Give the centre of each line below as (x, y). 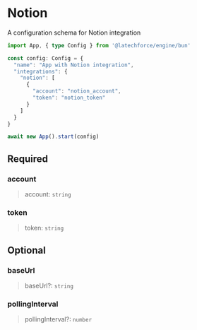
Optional (26, 250)
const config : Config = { (45, 58)
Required (28, 159)
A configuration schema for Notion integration (74, 33)
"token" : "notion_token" (69, 98)
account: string (48, 194)
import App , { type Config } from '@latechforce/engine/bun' (99, 45)
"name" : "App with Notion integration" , (74, 65)
